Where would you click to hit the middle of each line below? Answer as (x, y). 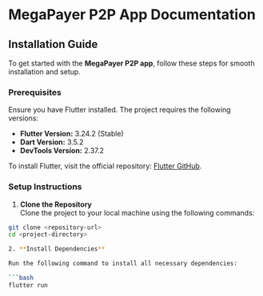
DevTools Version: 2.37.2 (62, 151)
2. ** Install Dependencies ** (57, 249)
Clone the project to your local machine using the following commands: (137, 212)
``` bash (21, 278)
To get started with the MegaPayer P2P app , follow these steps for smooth (131, 63)
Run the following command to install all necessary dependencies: (123, 264)
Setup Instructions (45, 187)
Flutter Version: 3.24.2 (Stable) (72, 134)
